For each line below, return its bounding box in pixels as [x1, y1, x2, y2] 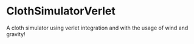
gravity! [6, 30, 26, 37]
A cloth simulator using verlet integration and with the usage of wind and [6, 24, 189, 31]
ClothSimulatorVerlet [6, 4, 116, 18]
